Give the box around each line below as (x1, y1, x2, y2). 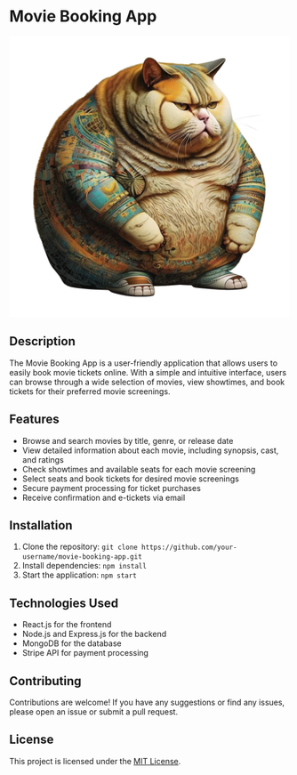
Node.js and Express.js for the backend (21, 629, 167, 640)
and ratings (21, 454, 64, 464)
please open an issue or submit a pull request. (9, 706, 179, 717)
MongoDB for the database (21, 638, 122, 649)
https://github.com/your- (140, 543, 237, 553)
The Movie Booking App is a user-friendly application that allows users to (9, 358, 278, 368)
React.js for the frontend (21, 619, 112, 630)
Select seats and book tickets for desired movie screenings (21, 473, 240, 484)
